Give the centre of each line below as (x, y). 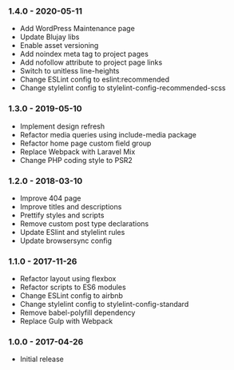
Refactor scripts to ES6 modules (73, 287)
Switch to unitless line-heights (69, 71)
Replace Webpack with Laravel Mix (77, 151)
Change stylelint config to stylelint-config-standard (104, 304)
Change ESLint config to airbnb (71, 296)
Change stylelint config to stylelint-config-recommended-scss (123, 88)
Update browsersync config (66, 241)
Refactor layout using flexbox (68, 279)
